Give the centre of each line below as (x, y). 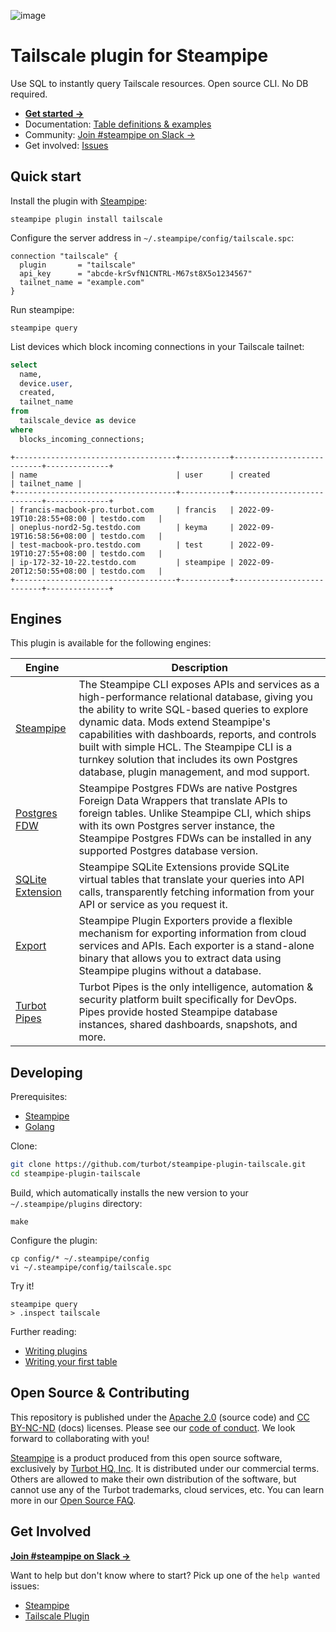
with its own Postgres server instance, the (177, 826)
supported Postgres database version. (168, 851)
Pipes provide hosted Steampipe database (178, 1012)
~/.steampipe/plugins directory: (76, 1203)
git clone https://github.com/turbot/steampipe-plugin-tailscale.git (158, 1165)
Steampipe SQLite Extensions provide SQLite (184, 867)
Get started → (54, 113)
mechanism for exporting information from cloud (192, 933)
